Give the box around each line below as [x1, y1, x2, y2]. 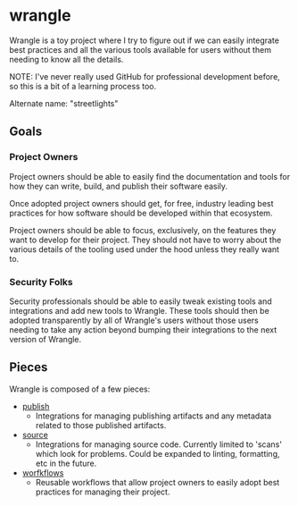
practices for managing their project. [35, 486, 170, 497]
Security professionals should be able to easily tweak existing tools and [9, 296, 272, 307]
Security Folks [9, 275, 73, 288]
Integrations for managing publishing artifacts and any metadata [35, 410, 272, 421]
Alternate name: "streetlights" [9, 97, 119, 108]
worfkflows [21, 467, 64, 478]
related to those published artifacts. [35, 419, 167, 430]
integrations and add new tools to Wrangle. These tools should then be [9, 305, 269, 316]
